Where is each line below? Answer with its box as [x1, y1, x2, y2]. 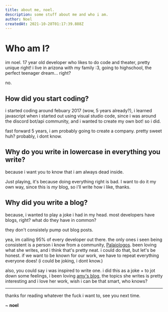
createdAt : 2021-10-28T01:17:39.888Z [5, 21, 84, 27]
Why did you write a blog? [5, 198, 88, 207]
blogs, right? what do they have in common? [5, 217, 96, 223]
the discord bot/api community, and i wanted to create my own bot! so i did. [5, 118, 161, 124]
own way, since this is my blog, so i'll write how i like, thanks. [5, 184, 131, 190]
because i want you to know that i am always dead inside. [5, 169, 124, 175]
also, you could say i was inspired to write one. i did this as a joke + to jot [5, 267, 155, 273]
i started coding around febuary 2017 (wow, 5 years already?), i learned [5, 108, 152, 113]
